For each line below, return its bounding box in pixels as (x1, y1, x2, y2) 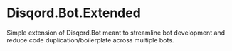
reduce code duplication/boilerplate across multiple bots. (6, 35, 174, 44)
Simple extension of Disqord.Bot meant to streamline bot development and (6, 28, 226, 37)
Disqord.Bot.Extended (6, 5, 142, 21)
